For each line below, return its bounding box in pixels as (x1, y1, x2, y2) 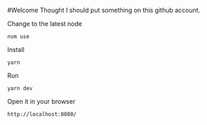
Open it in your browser (7, 98, 76, 105)
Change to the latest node (7, 20, 83, 27)
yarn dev (7, 85, 33, 92)
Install (7, 46, 25, 53)
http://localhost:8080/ (7, 111, 77, 118)
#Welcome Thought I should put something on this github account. (7, 6, 201, 14)
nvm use (7, 33, 30, 40)
